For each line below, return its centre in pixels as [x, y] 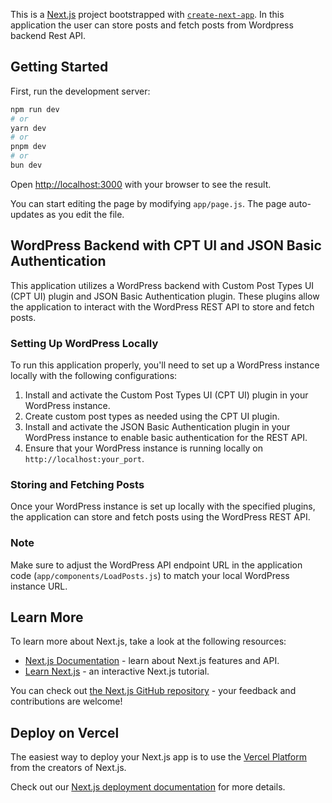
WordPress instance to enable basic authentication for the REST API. [166, 438]
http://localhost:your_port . [84, 459]
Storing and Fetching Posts [77, 484]
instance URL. [39, 586]
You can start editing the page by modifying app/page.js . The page [148, 203]
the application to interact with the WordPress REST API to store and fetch [162, 306]
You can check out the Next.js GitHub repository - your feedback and [153, 691]
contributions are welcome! [66, 701]
